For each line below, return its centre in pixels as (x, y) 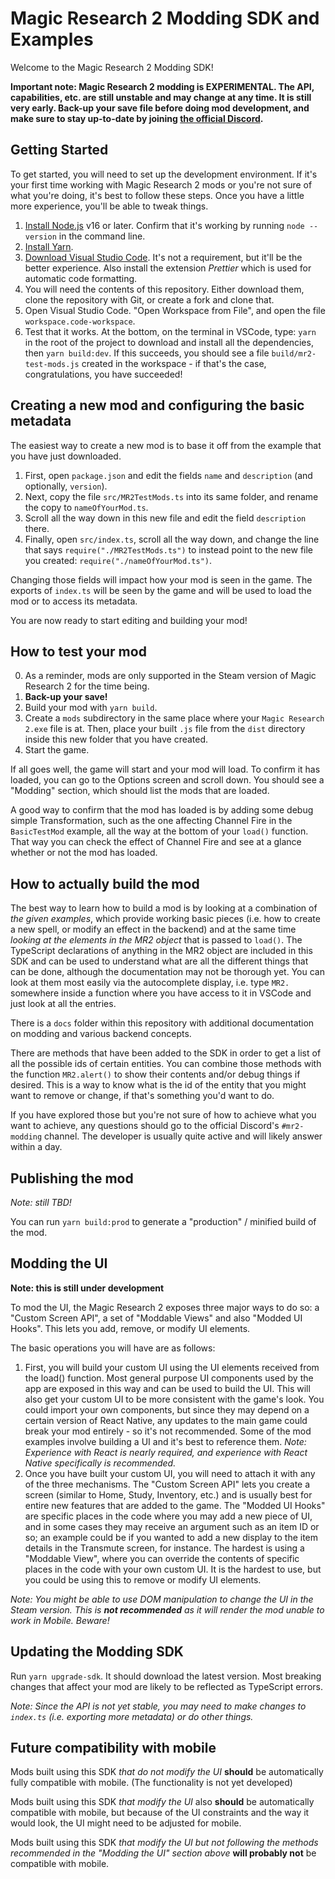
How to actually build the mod (105, 883)
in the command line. (102, 236)
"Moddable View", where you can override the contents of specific (162, 1558)
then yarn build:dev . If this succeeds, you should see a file (147, 353)
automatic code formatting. (81, 278)
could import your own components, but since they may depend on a (167, 1409)
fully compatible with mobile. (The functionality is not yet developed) (151, 1783)
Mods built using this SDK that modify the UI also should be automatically (162, 1802)
